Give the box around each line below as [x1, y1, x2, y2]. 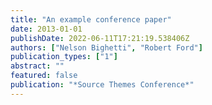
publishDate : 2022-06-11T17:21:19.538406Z [10, 33, 190, 43]
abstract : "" [10, 61, 65, 71]
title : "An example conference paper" [10, 14, 172, 25]
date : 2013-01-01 [10, 24, 83, 34]
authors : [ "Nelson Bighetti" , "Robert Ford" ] [10, 42, 203, 53]
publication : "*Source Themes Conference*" [10, 80, 195, 90]
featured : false [10, 71, 78, 81]
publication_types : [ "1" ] [10, 52, 118, 62]
